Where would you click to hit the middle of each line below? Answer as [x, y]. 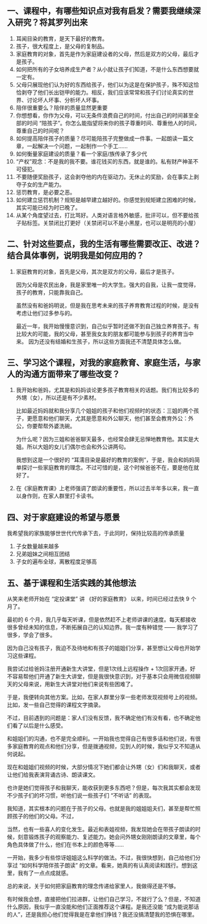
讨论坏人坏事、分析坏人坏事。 [64, 100]
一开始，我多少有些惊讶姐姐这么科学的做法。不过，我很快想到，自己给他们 [101, 858]
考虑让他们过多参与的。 [45, 313]
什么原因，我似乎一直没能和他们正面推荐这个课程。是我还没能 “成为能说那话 [103, 907]
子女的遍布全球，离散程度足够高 [56, 562]
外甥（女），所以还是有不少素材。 [58, 397]
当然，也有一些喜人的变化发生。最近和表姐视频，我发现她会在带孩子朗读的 [101, 829]
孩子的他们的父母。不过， [45, 816]
